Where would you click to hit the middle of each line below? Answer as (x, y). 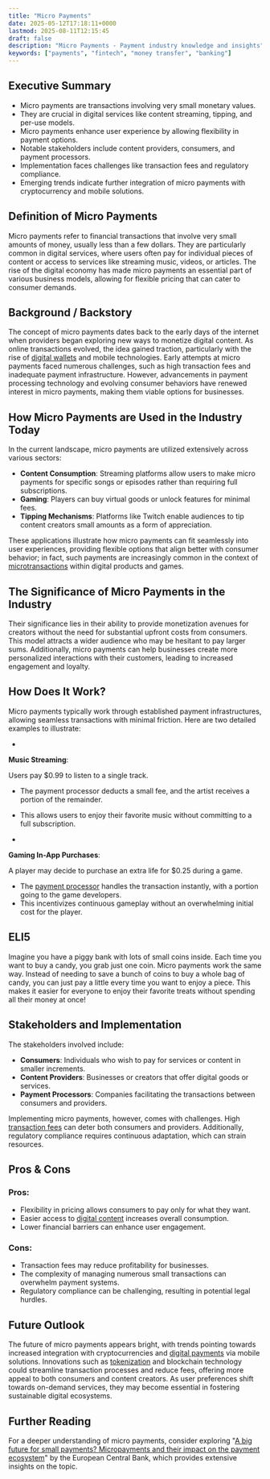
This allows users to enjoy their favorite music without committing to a (136, 814)
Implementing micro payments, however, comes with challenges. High (124, 1119)
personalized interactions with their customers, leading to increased (121, 658)
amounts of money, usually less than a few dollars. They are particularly (127, 244)
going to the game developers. (71, 894)
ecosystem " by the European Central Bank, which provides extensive (123, 1458)
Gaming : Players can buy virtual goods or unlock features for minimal (135, 499)
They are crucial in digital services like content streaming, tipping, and (136, 114)
